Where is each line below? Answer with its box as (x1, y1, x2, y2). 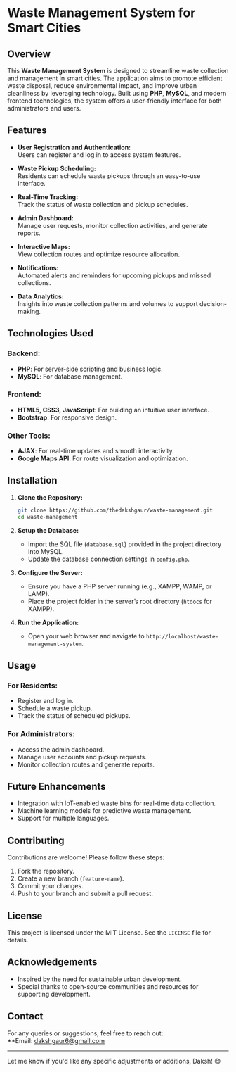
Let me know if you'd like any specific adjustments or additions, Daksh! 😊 (7, 1057, 221, 1065)
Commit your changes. (17, 882, 84, 890)
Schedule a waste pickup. (17, 704, 93, 712)
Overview (7, 48, 51, 60)
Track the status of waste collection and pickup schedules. (17, 200, 188, 208)
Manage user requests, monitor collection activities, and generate (17, 221, 208, 229)
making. (17, 307, 41, 315)
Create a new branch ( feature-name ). (17, 874, 124, 883)
